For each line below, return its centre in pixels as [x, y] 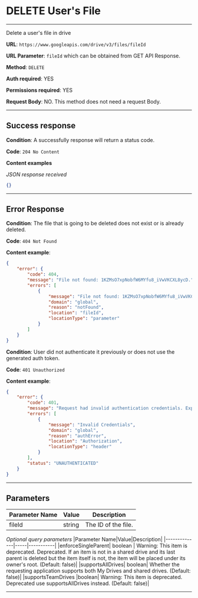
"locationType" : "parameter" [84, 319]
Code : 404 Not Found [32, 241]
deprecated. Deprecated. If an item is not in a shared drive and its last [91, 552]
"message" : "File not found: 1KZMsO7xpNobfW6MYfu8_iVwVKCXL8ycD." [110, 280]
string [71, 525]
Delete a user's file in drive [39, 33]
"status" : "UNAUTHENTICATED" [63, 463]
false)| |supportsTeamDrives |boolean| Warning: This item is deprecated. [94, 577]
